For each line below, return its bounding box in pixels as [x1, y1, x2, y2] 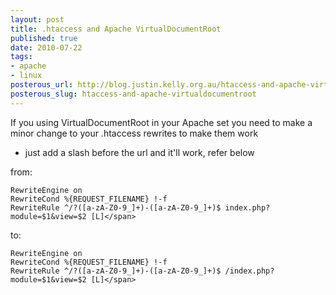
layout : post [10, 14, 65, 25]
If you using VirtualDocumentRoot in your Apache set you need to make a [10, 116, 313, 128]
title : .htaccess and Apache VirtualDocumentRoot [10, 24, 222, 34]
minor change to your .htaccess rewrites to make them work [10, 127, 259, 139]
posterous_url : [10, 80, 74, 90]
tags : [10, 52, 33, 62]
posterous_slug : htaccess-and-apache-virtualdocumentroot [10, 89, 257, 99]
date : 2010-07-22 [10, 42, 83, 53]
